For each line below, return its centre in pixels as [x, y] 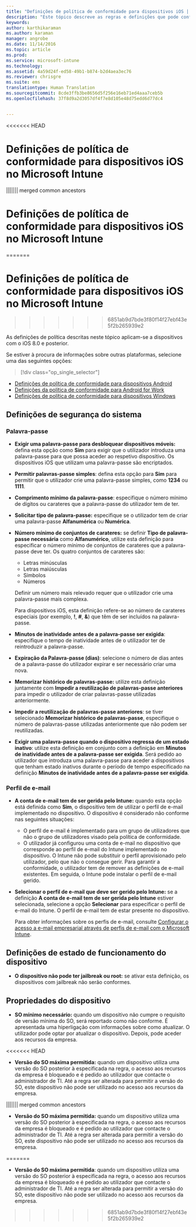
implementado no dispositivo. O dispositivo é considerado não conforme [102, 813]
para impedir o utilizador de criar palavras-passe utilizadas [85, 694]
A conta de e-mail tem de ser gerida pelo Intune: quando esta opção [98, 801]
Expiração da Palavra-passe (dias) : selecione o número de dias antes [99, 658]
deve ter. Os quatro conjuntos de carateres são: [88, 551]
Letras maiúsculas [45, 569]
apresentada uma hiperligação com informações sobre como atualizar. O [102, 1027]
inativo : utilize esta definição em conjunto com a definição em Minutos [100, 748]
